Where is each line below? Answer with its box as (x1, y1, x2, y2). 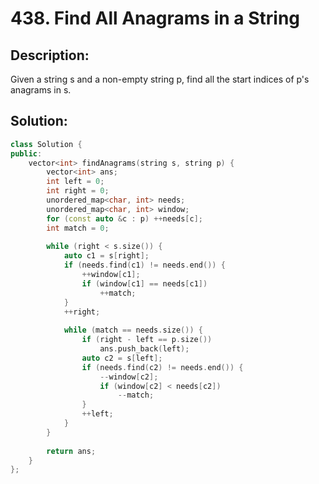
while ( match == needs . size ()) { (63, 325, 203, 336)
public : (10, 148, 43, 159)
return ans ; (46, 446, 97, 456)
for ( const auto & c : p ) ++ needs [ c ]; (46, 213, 204, 224)
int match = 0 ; (46, 223, 110, 233)
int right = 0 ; (46, 186, 110, 196)
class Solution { (10, 139, 83, 149)
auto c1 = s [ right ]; (63, 251, 150, 261)
